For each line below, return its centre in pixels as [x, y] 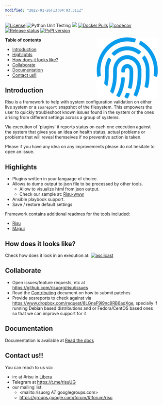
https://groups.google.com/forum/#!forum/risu [66, 397]
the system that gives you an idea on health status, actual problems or [75, 132]
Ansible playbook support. [38, 200]
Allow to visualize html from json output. [59, 189]
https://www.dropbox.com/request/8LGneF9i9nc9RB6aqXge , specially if [85, 303]
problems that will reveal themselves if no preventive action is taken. [73, 137]
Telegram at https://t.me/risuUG [44, 382]
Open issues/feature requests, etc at [49, 282]
